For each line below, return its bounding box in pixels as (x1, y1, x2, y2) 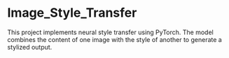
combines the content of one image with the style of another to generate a (7, 35, 222, 43)
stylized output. (7, 43, 53, 51)
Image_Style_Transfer (7, 5, 137, 21)
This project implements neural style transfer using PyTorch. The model (7, 28, 214, 36)
